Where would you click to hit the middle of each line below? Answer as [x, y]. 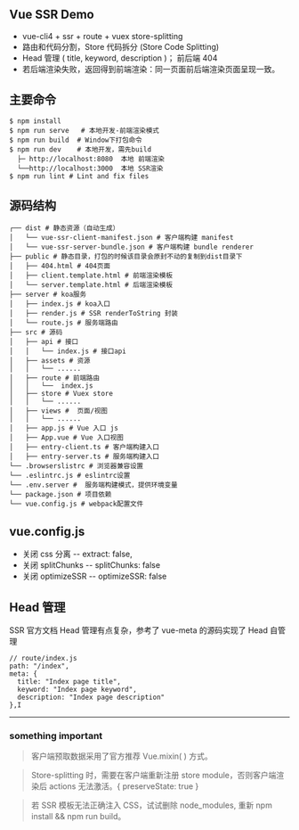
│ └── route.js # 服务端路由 [64, 323]
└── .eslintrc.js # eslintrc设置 [70, 476]
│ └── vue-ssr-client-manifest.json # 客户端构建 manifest [121, 238]
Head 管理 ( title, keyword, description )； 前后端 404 [120, 58]
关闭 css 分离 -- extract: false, [77, 554]
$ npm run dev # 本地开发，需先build [81, 149]
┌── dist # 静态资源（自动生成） [65, 228]
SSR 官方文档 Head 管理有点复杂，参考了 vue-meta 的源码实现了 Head [139, 630]
